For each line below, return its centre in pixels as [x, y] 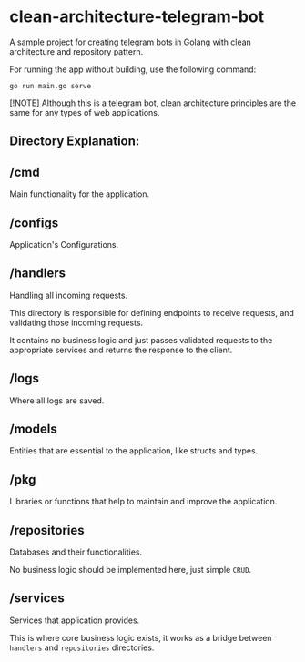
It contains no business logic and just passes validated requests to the [141, 340]
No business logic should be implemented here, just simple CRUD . [131, 570]
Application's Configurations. [64, 244]
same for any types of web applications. [85, 112]
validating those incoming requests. [76, 322]
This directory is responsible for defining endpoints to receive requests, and [152, 312]
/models [33, 428]
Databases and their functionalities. [76, 552]
